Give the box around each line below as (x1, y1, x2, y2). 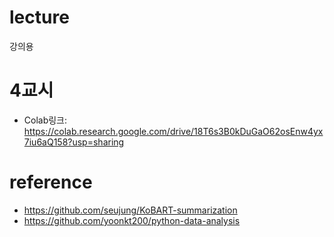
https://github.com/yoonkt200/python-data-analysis (23, 214, 241, 226)
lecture (9, 6, 70, 29)
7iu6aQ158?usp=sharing (23, 136, 125, 148)
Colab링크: (23, 114, 68, 126)
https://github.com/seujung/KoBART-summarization (23, 204, 238, 216)
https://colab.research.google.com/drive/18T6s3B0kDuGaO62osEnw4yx (23, 125, 324, 137)
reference (9, 171, 93, 194)
